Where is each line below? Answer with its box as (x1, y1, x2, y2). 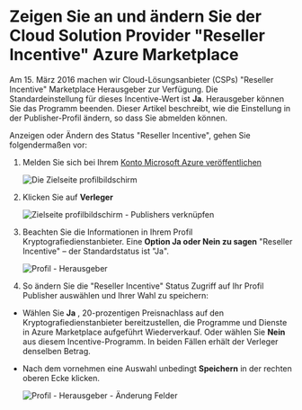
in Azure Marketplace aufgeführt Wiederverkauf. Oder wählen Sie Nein (22, 326, 286, 337)
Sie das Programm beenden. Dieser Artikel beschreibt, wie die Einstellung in (9, 102, 291, 113)
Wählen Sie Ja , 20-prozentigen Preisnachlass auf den (22, 307, 225, 318)
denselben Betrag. (22, 345, 92, 356)
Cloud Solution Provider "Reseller (9, 25, 265, 46)
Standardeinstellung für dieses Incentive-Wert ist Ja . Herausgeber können (9, 93, 285, 104)
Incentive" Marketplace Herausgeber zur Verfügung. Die (9, 84, 218, 94)
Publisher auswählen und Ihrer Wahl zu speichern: (22, 290, 209, 300)
